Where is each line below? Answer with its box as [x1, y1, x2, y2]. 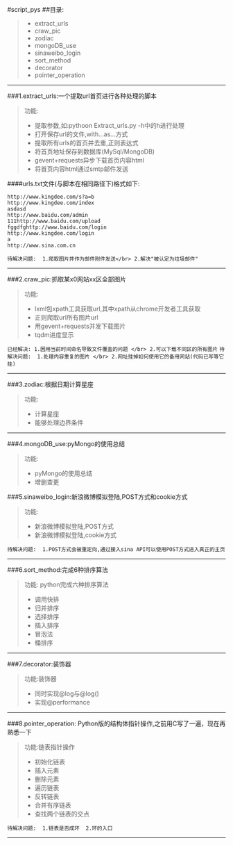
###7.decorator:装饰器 [7, 660, 71, 668]
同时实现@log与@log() [34, 689, 99, 698]
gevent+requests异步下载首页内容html [34, 156, 144, 164]
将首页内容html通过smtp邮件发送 [34, 165, 128, 173]
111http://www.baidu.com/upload [7, 218, 101, 224]
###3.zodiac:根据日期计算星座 [7, 380, 94, 388]
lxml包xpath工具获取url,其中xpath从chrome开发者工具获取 [34, 304, 201, 313]
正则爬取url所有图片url [34, 313, 98, 321]
